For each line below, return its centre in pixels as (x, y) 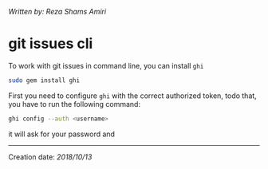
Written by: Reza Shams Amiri (57, 12)
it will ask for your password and (62, 134)
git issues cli (51, 44)
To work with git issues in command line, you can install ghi (106, 65)
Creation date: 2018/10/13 (50, 157)
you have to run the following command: (75, 104)
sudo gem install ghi (44, 80)
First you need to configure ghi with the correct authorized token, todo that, (132, 96)
